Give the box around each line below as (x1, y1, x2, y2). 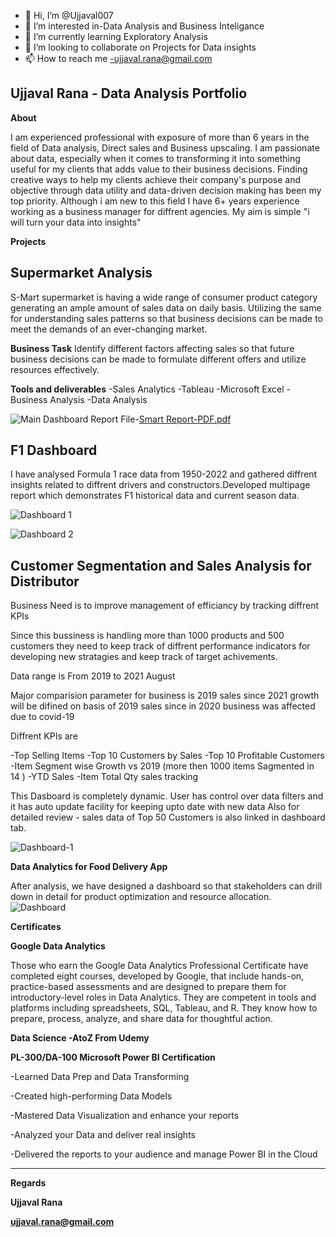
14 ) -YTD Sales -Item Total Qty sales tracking (10, 771, 199, 783)
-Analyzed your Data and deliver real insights (10, 1129, 196, 1141)
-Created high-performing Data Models (10, 1090, 173, 1102)
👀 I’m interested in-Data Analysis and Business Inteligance (24, 20, 265, 32)
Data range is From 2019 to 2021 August (10, 670, 176, 682)
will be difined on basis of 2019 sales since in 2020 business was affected (10, 700, 316, 712)
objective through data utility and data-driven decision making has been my (10, 184, 322, 196)
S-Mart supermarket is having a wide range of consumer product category (10, 291, 318, 303)
